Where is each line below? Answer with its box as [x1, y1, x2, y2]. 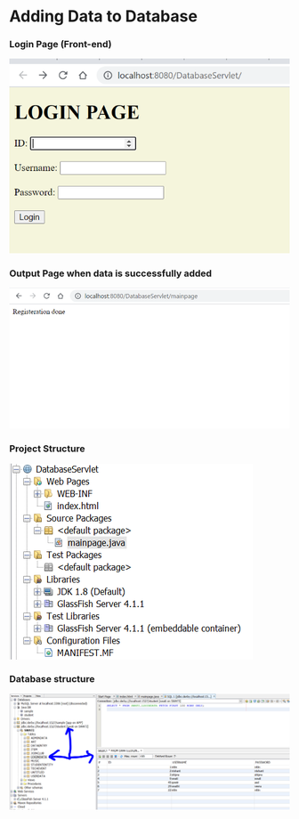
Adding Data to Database [9, 6, 198, 27]
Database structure [9, 673, 95, 685]
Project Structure [9, 442, 85, 455]
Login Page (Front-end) [9, 38, 112, 51]
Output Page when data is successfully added [9, 267, 212, 280]
